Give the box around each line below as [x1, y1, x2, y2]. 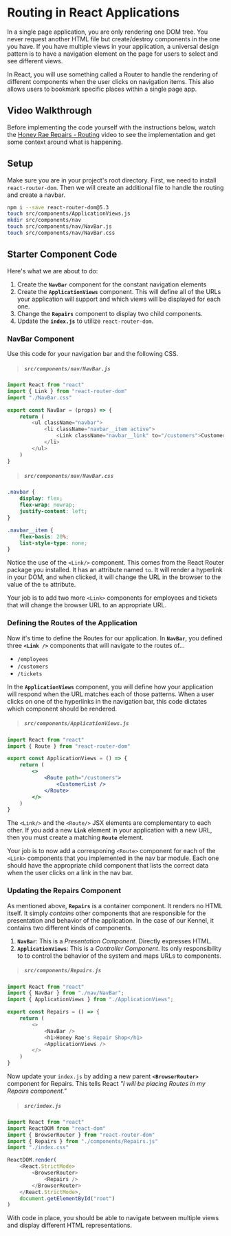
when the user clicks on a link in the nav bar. [7, 869, 133, 877]
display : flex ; [19, 495, 63, 502]
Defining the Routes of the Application [7, 618, 137, 628]
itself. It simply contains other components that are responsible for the [7, 909, 206, 917]
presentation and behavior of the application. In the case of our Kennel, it [7, 916, 214, 924]
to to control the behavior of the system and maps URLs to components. [16, 952, 222, 960]
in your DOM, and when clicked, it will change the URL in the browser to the [7, 573, 221, 581]
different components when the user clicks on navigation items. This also [7, 77, 214, 85]
